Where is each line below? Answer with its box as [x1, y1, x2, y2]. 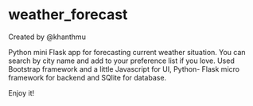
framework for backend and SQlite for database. [8, 73, 167, 82]
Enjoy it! [8, 88, 35, 97]
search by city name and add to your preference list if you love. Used [8, 56, 235, 65]
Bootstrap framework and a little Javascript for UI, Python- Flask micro [8, 64, 240, 73]
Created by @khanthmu [8, 32, 86, 41]
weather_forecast [8, 6, 128, 24]
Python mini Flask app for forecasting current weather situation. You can [8, 47, 246, 57]
